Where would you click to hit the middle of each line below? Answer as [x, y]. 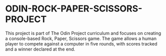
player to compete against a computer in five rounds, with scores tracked [81, 43]
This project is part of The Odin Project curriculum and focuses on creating [83, 33]
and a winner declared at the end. [40, 49]
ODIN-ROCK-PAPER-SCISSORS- [74, 9]
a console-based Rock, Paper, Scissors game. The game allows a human [81, 38]
